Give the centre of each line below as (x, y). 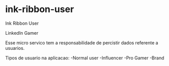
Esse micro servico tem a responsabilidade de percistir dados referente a (82, 43)
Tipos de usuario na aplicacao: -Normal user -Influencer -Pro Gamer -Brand (85, 58)
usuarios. (15, 48)
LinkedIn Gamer (22, 33)
